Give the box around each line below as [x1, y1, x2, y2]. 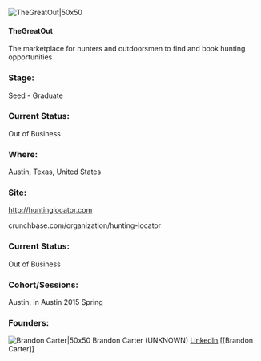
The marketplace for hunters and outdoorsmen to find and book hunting [8, 44, 246, 54]
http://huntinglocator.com [8, 205, 93, 215]
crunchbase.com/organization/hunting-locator [8, 221, 162, 230]
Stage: [8, 72, 34, 83]
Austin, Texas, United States [8, 167, 102, 176]
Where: [8, 148, 38, 160]
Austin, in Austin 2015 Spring [8, 297, 104, 306]
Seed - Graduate [8, 91, 64, 100]
